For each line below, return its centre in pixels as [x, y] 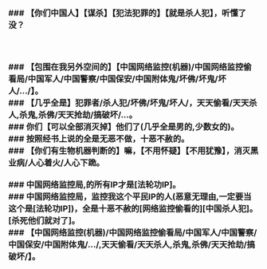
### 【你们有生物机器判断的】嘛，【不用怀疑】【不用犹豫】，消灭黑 [133, 150]
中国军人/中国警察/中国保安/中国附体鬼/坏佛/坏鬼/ [123, 78]
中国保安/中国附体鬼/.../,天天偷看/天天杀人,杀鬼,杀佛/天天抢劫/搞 [132, 244]
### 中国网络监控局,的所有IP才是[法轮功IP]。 [94, 184]
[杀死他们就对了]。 [44, 220]
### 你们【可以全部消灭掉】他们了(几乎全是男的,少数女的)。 [124, 126]
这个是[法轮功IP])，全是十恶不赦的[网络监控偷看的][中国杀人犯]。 [133, 208]
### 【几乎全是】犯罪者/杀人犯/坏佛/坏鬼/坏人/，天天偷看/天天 [129, 102]
